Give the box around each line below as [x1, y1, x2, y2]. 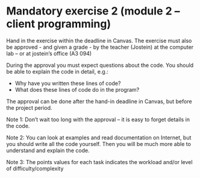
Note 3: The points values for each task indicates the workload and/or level [6, 158, 193, 165]
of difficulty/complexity [6, 165, 64, 172]
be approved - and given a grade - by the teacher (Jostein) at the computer [6, 43, 194, 51]
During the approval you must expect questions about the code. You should [6, 62, 194, 69]
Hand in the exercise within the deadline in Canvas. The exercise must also [6, 37, 192, 44]
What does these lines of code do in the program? [14, 86, 140, 93]
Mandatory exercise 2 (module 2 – [6, 4, 180, 18]
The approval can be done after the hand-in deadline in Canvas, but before [6, 98, 192, 105]
